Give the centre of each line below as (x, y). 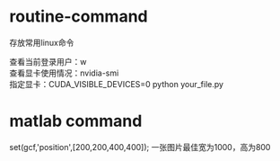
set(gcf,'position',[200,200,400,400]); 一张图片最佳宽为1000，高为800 (140, 147)
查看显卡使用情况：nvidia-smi (64, 73)
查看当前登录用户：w (48, 61)
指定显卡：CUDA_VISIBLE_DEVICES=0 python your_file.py (117, 84)
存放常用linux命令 (42, 42)
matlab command (76, 121)
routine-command (79, 17)
